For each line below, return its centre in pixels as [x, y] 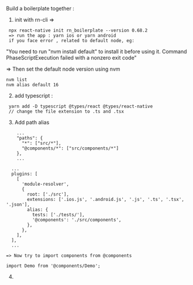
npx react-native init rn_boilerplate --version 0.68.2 [78, 30]
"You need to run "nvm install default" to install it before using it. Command [96, 51]
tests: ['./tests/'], [58, 215]
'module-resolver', [45, 184]
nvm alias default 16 [32, 85]
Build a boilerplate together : [40, 8]
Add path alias [32, 122]
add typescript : [34, 95]
